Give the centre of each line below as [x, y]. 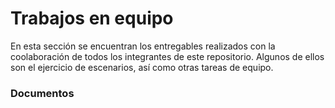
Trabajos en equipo [92, 18]
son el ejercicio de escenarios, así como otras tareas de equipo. [142, 67]
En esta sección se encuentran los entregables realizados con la [143, 46]
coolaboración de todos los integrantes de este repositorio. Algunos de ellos [167, 56]
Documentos [42, 93]
